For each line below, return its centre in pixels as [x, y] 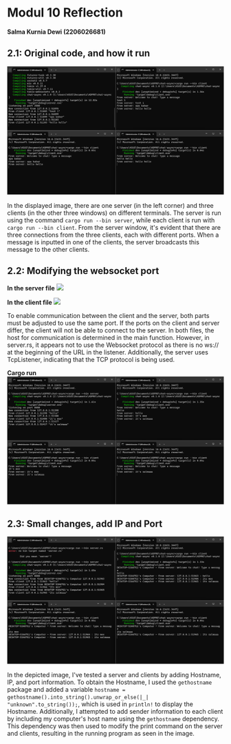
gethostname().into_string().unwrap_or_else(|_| [78, 697]
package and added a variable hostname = [66, 689]
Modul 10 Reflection [65, 13]
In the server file [31, 288]
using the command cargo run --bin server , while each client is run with [111, 220]
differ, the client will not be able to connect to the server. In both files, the [111, 330]
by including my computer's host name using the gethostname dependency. [113, 719]
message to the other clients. [48, 249]
